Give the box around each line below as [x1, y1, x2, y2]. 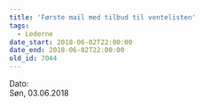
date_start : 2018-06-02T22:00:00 [9, 37, 133, 47]
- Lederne [17, 29, 53, 38]
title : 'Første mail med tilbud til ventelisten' [9, 12, 197, 22]
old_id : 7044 [9, 54, 58, 63]
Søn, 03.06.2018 [9, 88, 69, 98]
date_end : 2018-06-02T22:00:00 [9, 46, 125, 55]
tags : [9, 21, 29, 30]
